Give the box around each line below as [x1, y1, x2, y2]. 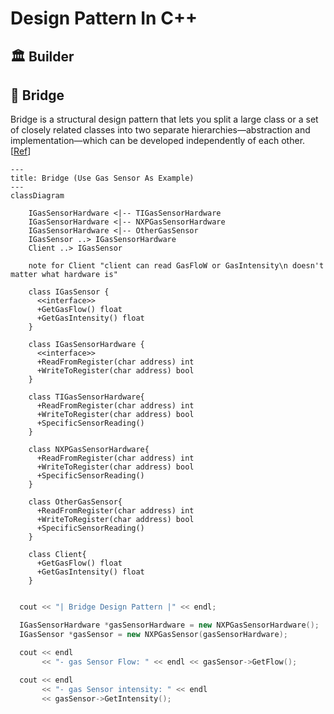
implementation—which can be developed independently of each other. [10, 135, 306, 147]
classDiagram [10, 191, 65, 201]
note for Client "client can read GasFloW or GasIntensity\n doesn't [28, 261, 325, 271]
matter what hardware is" [10, 270, 118, 280]
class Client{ [28, 550, 87, 560]
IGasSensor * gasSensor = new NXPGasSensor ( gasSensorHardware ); [19, 630, 288, 640]
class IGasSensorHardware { [28, 340, 145, 350]
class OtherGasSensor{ [28, 497, 123, 507]
